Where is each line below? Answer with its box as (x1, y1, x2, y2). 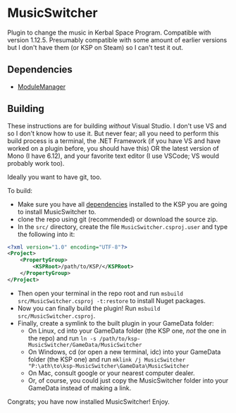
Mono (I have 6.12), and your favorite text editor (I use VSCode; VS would (7, 152, 220, 160)
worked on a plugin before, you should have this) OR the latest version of (7, 144, 220, 152)
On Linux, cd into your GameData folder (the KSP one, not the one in (27, 326, 227, 335)
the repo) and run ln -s (27, 333, 97, 343)
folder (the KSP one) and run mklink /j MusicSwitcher (27, 355, 186, 364)
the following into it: (17, 230, 75, 238)
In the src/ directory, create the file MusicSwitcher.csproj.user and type (17, 222, 228, 230)
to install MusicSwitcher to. (17, 207, 97, 216)
